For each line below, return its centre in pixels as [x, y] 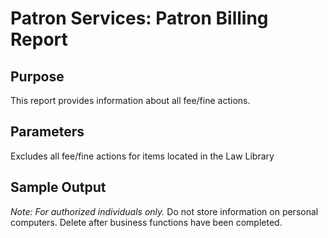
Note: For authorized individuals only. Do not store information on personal [164, 211]
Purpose [37, 76]
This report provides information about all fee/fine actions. [130, 100]
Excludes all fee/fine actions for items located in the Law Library [142, 156]
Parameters [47, 132]
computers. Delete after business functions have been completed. [146, 222]
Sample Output [58, 187]
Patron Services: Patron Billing [139, 18]
